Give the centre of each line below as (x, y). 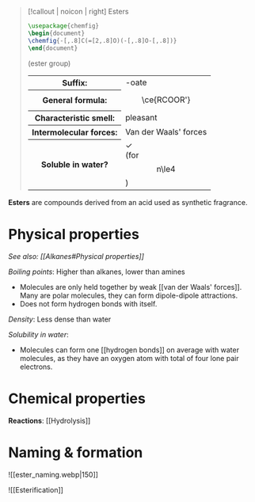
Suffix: (75, 82)
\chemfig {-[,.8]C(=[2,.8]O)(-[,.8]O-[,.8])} (102, 40)
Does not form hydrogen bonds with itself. (88, 303)
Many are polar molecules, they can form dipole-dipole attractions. (129, 295)
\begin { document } (56, 33)
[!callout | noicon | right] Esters (78, 11)
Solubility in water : (38, 334)
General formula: (75, 100)
